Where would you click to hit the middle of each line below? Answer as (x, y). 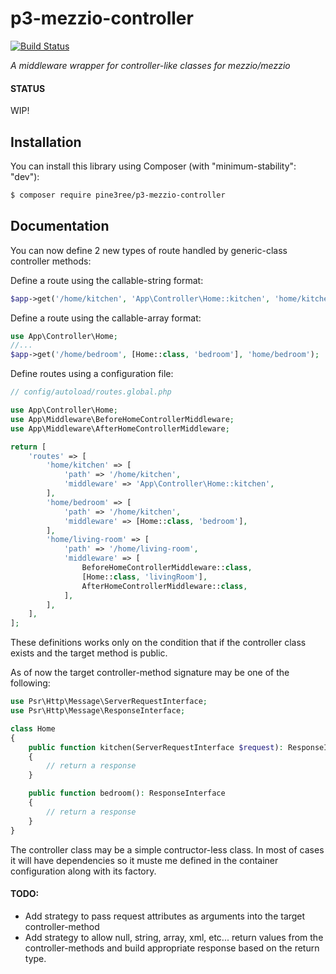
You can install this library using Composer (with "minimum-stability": (153, 166)
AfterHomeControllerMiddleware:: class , (164, 586)
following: (30, 683)
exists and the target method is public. (89, 653)
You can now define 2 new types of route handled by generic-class (149, 250)
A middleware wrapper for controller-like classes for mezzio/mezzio (150, 65)
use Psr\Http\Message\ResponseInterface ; (98, 711)
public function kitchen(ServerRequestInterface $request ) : (156, 747)
